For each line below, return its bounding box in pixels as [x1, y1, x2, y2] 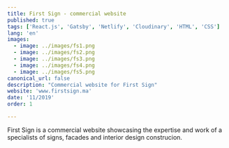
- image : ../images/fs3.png [13, 56, 96, 63]
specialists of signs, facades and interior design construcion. [7, 133, 183, 141]
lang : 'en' [7, 29, 39, 37]
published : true [7, 17, 54, 24]
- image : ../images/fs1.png [13, 42, 96, 49]
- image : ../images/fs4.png [13, 62, 96, 69]
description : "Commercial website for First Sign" [7, 81, 158, 88]
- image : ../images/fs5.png [13, 68, 96, 75]
